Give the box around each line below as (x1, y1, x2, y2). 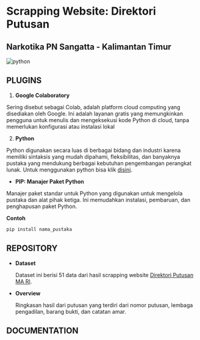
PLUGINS (6, 75, 42, 86)
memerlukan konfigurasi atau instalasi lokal (6, 123, 115, 130)
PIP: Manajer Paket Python (15, 178, 84, 185)
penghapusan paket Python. (6, 203, 77, 210)
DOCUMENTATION (6, 325, 79, 336)
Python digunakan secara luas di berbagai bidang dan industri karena (6, 146, 181, 154)
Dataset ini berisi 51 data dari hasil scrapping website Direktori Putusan (15, 271, 194, 278)
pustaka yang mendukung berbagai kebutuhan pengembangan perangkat (6, 159, 192, 167)
